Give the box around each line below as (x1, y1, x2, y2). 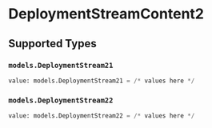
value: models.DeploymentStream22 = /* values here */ (8, 112, 195, 120)
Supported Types (8, 37, 98, 50)
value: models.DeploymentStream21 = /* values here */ (8, 77, 195, 85)
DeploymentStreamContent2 (8, 5, 204, 23)
